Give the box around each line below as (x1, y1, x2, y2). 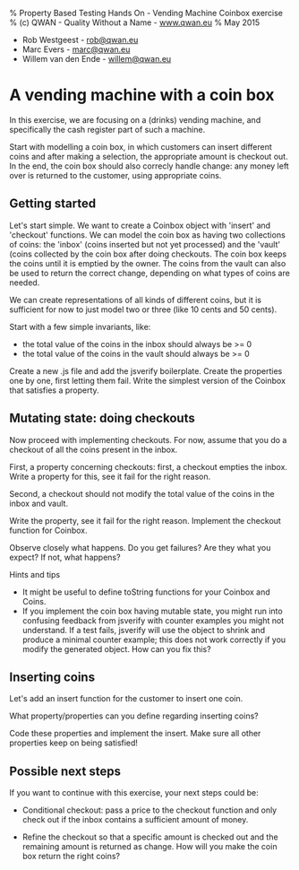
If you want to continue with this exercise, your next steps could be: (9, 787, 260, 798)
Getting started (9, 196, 97, 212)
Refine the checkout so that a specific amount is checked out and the (21, 831, 279, 842)
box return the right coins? (21, 851, 121, 862)
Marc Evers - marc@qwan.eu (21, 44, 131, 55)
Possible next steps (9, 763, 121, 779)
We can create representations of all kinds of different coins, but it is (9, 294, 262, 305)
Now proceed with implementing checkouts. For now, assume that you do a (9, 434, 287, 445)
